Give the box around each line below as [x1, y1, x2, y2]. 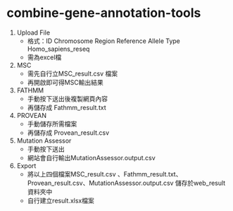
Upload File [16, 28, 51, 37]
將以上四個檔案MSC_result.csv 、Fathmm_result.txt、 [27, 169, 182, 178]
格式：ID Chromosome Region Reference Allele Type [27, 37, 181, 45]
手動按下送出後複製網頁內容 [27, 94, 108, 103]
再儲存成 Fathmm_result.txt [27, 103, 106, 111]
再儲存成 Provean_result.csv [27, 128, 110, 137]
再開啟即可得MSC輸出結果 [27, 78, 103, 86]
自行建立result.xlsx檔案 [27, 196, 94, 205]
